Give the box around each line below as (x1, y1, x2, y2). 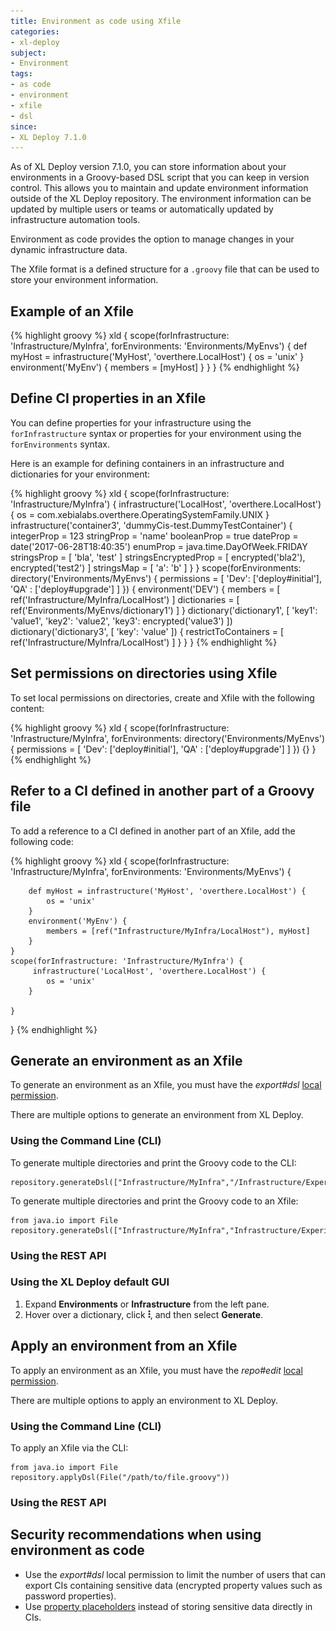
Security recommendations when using (10, 1526, 262, 1544)
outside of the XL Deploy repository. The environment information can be (10, 193, 312, 205)
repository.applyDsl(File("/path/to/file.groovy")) (10, 1472, 230, 1482)
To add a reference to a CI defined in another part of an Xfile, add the (10, 825, 296, 837)
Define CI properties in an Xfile (10, 390, 207, 407)
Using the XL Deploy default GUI (10, 1275, 170, 1289)
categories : (10, 26, 60, 37)
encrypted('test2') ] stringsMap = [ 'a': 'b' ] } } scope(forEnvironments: (10, 561, 302, 574)
